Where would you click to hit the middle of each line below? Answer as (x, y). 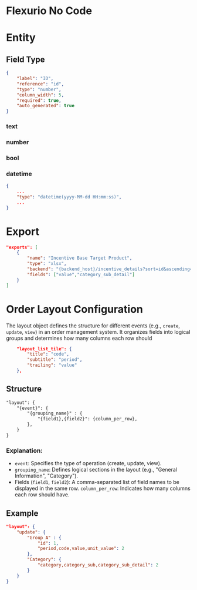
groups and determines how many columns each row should (79, 338)
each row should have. (42, 495)
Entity (21, 38)
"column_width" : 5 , (40, 95)
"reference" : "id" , (40, 84)
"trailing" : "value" (52, 365)
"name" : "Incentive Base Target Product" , (80, 258)
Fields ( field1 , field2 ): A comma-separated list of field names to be (97, 482)
